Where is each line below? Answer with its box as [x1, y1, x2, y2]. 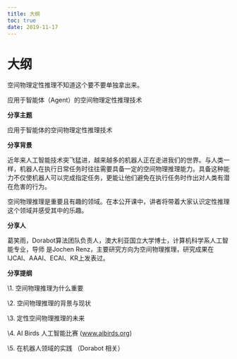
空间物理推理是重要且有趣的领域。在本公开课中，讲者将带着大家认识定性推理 [7, 197, 230, 206]
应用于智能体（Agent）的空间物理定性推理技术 [7, 96, 142, 105]
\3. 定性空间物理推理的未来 [7, 314, 85, 322]
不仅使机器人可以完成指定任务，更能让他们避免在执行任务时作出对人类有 [13, 174, 224, 182]
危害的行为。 [13, 182, 51, 191]
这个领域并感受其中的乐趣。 [7, 206, 88, 215]
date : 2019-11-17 [7, 23, 59, 30]
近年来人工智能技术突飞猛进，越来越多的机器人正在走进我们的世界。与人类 [7, 156, 224, 165]
